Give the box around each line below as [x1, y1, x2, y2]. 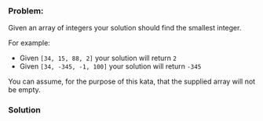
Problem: [8, 5, 44, 16]
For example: [8, 38, 51, 48]
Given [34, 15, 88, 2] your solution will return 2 [19, 53, 177, 63]
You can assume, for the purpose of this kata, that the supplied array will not [8, 77, 256, 87]
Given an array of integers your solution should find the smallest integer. [8, 23, 242, 33]
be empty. [8, 85, 41, 94]
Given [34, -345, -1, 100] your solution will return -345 [19, 62, 202, 71]
